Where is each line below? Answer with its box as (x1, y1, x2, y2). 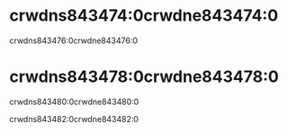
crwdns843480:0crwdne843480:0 (9, 96, 139, 107)
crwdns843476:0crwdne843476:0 (9, 35, 138, 46)
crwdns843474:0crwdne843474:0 (9, 5, 279, 26)
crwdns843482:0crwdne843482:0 (9, 113, 139, 124)
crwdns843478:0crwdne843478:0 (9, 66, 279, 87)
